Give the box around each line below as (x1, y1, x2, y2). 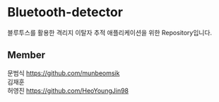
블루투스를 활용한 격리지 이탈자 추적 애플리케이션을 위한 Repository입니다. (7, 28, 213, 37)
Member (7, 49, 46, 61)
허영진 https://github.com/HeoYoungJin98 (7, 86, 129, 95)
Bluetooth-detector (7, 4, 124, 20)
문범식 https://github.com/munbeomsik (7, 68, 120, 77)
